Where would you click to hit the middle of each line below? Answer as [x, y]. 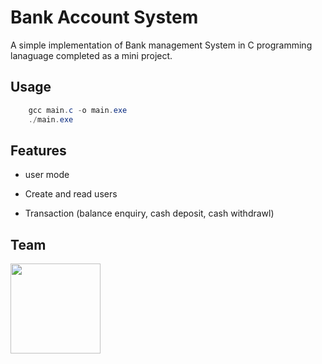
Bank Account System [104, 17]
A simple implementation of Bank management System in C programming [161, 45]
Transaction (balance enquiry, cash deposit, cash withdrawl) [149, 213]
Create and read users [71, 194]
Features [38, 150]
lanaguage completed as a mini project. [91, 55]
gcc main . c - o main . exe [78, 110]
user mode [47, 175]
